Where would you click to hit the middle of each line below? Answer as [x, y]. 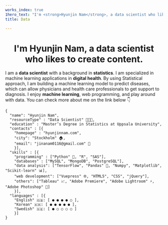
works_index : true [24, 10]
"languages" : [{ [28, 196]
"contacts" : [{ [26, 129]
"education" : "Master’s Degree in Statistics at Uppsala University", [86, 124]
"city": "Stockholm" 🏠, [40, 138]
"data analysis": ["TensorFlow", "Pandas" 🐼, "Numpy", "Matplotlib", [88, 166]
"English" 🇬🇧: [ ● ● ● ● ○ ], [46, 200]
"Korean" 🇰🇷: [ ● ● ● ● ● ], [45, 205]
